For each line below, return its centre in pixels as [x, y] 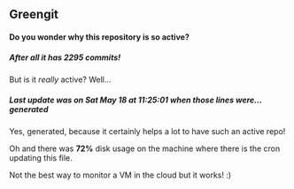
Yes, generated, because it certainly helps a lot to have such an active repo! [147, 131]
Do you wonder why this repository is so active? [100, 37]
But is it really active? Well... [60, 79]
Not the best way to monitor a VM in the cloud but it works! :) [120, 175]
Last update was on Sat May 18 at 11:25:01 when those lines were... [136, 100]
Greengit [34, 15]
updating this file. [41, 157]
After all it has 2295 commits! [65, 57]
